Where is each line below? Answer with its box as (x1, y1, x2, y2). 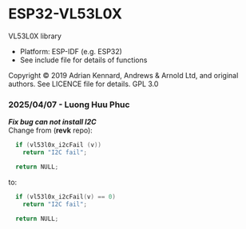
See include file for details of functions (19, 55, 148, 65)
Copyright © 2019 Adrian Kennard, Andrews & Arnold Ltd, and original (8, 70, 239, 80)
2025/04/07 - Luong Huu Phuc (8, 99, 130, 110)
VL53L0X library (8, 31, 62, 41)
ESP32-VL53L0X (8, 5, 122, 23)
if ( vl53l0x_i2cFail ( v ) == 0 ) (15, 192, 116, 200)
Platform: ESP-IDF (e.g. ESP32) (19, 46, 122, 56)
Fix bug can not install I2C (8, 117, 97, 127)
